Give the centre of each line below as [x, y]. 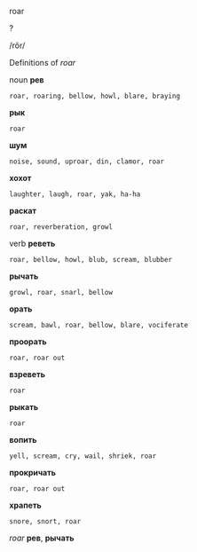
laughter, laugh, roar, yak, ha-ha [75, 194]
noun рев [27, 80]
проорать [28, 342]
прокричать [32, 473]
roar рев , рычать [42, 538]
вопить [23, 440]
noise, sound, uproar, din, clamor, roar [87, 162]
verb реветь [32, 243]
